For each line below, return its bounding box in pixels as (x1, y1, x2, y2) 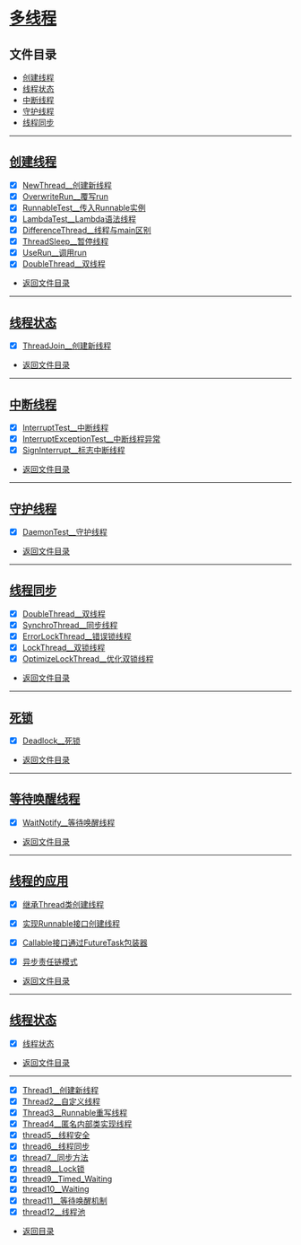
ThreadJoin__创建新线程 (21, 340, 112, 351)
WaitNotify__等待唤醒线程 (21, 817, 116, 828)
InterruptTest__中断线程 (21, 423, 109, 433)
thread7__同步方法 (21, 1153, 89, 1163)
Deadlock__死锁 (21, 735, 81, 746)
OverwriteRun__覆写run (21, 190, 109, 202)
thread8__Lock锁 (21, 1163, 85, 1174)
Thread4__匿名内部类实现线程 (21, 1118, 133, 1129)
